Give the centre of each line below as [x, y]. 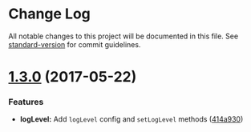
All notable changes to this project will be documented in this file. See [123, 36]
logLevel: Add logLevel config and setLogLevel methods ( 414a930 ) [132, 119]
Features [26, 102]
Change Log [49, 14]
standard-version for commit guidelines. [75, 44]
